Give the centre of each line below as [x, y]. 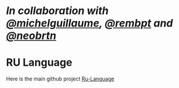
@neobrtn [31, 36]
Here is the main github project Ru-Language [60, 79]
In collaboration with [57, 11]
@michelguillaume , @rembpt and [89, 23]
